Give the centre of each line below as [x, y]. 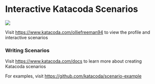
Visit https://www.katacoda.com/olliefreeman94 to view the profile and [78, 32]
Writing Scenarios [27, 50]
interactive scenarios [27, 37]
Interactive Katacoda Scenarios [72, 9]
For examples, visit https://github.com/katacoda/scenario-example [73, 76]
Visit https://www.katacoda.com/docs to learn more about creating [74, 61]
